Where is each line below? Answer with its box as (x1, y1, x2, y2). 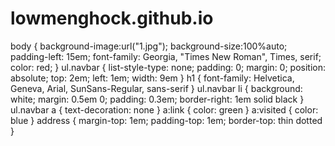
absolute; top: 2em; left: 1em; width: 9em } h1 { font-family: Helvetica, (10, 72, 295, 84)
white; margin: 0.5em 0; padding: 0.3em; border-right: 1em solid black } (10, 93, 305, 105)
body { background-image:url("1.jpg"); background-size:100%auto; (10, 40, 288, 52)
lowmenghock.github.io (10, 7, 214, 30)
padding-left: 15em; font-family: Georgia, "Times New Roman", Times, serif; (10, 50, 322, 62)
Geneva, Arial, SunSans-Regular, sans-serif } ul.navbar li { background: (10, 82, 303, 94)
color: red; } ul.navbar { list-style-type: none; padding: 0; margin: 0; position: (10, 61, 327, 73)
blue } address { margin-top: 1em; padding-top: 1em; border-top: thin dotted (10, 114, 323, 126)
